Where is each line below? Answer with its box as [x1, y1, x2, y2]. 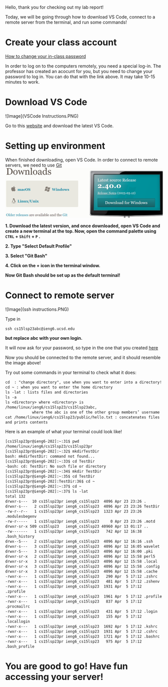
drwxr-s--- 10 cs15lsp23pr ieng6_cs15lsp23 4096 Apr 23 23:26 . [5, 499, 146, 504]
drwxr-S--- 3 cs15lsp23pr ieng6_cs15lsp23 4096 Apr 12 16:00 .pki [5, 549, 153, 554]
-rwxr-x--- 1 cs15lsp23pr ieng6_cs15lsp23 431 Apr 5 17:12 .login [5, 609, 157, 614]
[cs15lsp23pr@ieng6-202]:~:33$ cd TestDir [5, 459, 95, 464]
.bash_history [5, 534, 35, 539]
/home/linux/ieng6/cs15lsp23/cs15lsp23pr [5, 444, 93, 449]
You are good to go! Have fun [5, 660, 128, 672]
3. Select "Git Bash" [5, 253, 47, 259]
